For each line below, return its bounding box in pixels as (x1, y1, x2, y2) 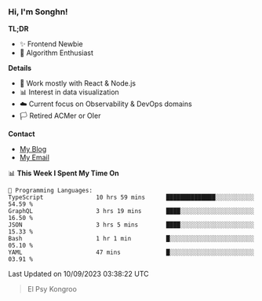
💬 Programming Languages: (8, 187, 93, 195)
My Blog (19, 145, 47, 154)
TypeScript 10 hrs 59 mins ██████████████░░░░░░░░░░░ (8, 193, 255, 202)
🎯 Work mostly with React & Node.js (19, 79, 136, 88)
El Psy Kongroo (27, 284, 77, 294)
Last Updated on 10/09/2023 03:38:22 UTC (8, 270, 149, 279)
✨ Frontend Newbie (19, 39, 84, 49)
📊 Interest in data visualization (19, 87, 119, 97)
